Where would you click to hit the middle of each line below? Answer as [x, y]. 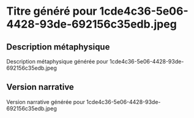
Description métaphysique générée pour [57, 61]
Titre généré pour [52, 11]
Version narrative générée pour [46, 101]
